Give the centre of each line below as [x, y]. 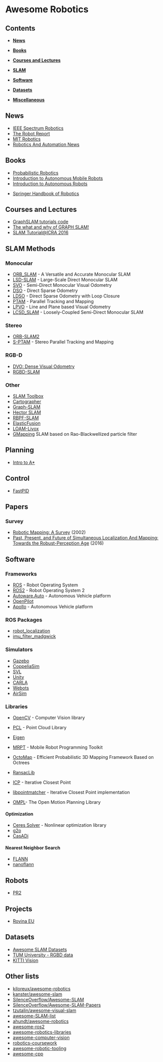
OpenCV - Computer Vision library [49, 718]
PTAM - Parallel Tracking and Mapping [53, 302]
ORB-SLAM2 [26, 337]
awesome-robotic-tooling [39, 1048]
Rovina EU [23, 921]
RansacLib [23, 772]
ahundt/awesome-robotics [40, 1021]
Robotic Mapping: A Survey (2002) [49, 532]
